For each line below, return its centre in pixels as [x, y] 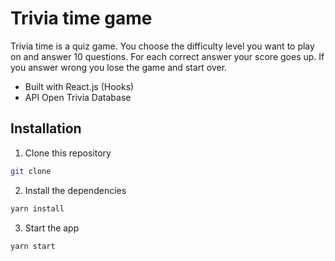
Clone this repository [68, 153]
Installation [46, 128]
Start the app [52, 228]
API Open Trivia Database [78, 97]
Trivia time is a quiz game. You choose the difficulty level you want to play [162, 46]
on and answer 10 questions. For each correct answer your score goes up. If [167, 56]
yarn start [33, 246]
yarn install [37, 208]
